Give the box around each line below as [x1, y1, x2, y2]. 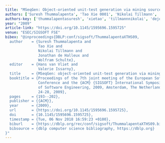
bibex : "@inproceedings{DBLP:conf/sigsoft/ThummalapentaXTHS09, [5, 35, 139, 40]
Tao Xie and [38, 44, 63, 49]
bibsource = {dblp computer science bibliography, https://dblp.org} [9, 126, 155, 131]
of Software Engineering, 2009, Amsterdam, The [38, 85, 137, 90]
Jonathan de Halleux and [38, 53, 89, 58]
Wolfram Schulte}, [38, 57, 76, 62]
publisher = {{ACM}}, [9, 99, 54, 104]
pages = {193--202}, [9, 94, 60, 99]
